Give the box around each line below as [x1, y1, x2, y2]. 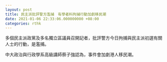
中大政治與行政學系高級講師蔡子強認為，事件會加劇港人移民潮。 [5, 52, 136, 58]
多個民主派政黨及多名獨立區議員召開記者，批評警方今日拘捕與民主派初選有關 [5, 35, 163, 41]
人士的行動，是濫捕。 [5, 41, 49, 47]
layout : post [5, 7, 32, 12]
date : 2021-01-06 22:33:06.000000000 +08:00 [5, 16, 99, 21]
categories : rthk [5, 21, 41, 26]
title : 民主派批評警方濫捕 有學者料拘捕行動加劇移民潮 [5, 12, 106, 17]
